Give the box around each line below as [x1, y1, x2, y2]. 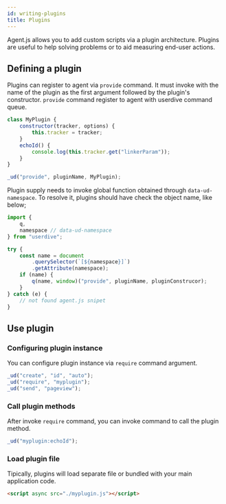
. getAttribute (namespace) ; [32, 265, 109, 272]
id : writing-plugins [7, 10, 67, 17]
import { [7, 214, 32, 221]
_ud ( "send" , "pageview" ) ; [7, 385, 81, 392]
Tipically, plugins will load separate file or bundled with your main [7, 470, 192, 478]
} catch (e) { [7, 290, 48, 297]
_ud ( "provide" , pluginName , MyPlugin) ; [7, 174, 122, 181]
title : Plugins [7, 17, 51, 23]
